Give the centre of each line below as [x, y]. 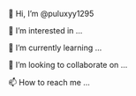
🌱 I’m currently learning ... [55, 48]
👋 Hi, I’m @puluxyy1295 [51, 14]
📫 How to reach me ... [49, 82]
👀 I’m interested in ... [45, 30]
